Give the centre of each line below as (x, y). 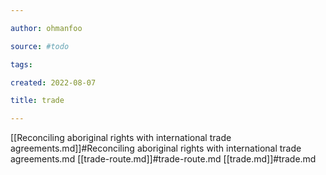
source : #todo (40, 46)
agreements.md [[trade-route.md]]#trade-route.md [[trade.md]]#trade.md (163, 159)
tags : (21, 64)
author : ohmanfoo (46, 28)
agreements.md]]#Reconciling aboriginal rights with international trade (156, 148)
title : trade (37, 101)
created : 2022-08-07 (53, 82)
